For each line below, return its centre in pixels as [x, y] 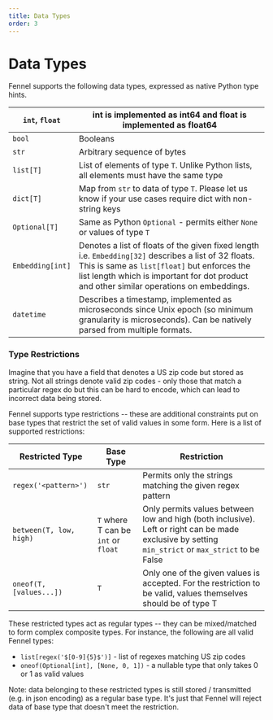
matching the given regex [191, 485]
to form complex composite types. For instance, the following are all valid [131, 632]
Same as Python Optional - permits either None [168, 222]
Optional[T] [36, 227]
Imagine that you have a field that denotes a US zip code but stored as [126, 372]
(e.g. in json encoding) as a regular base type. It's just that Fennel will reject [135, 698]
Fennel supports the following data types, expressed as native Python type [134, 86]
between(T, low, [44, 530]
